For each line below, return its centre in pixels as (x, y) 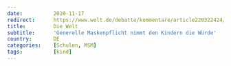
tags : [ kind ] (40, 52)
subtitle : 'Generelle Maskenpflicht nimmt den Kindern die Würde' (112, 33)
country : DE (33, 39)
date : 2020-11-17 (46, 13)
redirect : (21, 20)
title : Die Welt (43, 26)
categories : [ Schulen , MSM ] (52, 45)
